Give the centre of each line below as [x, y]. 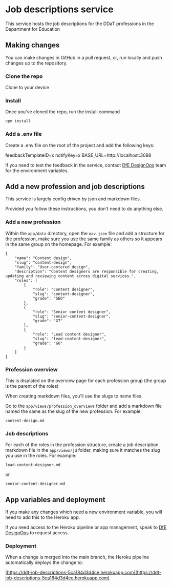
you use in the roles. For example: [41, 456]
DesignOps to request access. [37, 533]
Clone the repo [24, 76]
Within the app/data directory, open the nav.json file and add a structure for [85, 233]
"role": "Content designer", [64, 289]
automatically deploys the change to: [44, 562]
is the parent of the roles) [32, 386]
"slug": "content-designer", [64, 294]
